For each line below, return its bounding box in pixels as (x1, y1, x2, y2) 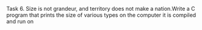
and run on (6, 18, 34, 25)
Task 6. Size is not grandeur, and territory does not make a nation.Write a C (6, 5, 195, 12)
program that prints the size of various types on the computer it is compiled (6, 11, 197, 19)
